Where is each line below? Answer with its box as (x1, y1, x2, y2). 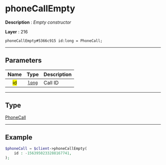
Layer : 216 (5, 29, 28, 34)
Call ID (43, 79, 59, 86)
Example (5, 133, 33, 141)
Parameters (5, 56, 42, 65)
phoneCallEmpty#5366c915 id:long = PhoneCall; (5, 38, 103, 43)
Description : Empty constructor (5, 19, 72, 25)
